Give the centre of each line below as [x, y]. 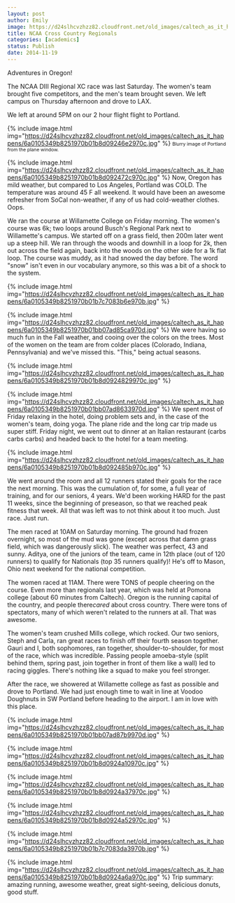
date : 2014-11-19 [33, 53]
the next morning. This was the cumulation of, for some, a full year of [107, 488]
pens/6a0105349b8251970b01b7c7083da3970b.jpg [82, 848]
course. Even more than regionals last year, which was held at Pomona [109, 590]
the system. [24, 273]
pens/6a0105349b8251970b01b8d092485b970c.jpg [83, 467]
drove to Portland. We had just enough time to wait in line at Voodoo [105, 691]
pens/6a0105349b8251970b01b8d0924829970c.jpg [83, 380]
